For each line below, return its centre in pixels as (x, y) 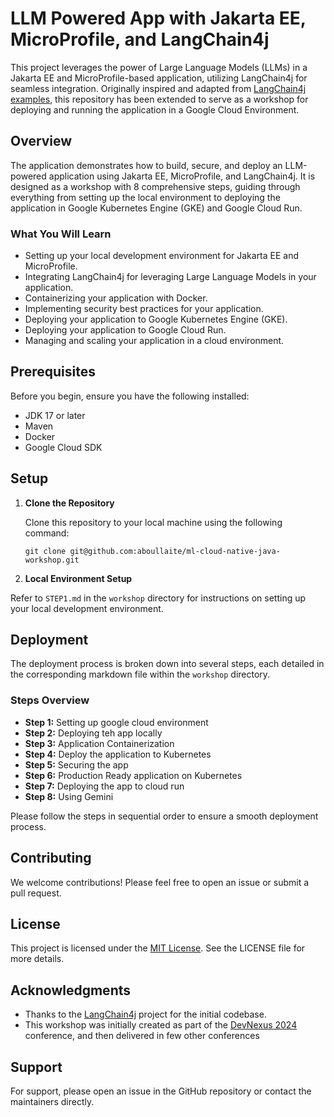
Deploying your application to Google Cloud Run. (125, 330)
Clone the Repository (69, 503)
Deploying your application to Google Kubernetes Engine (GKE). (156, 319)
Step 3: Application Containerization (99, 743)
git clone (45, 551)
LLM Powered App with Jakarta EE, (158, 18)
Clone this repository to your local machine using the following (153, 522)
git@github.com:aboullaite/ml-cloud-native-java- (175, 551)
